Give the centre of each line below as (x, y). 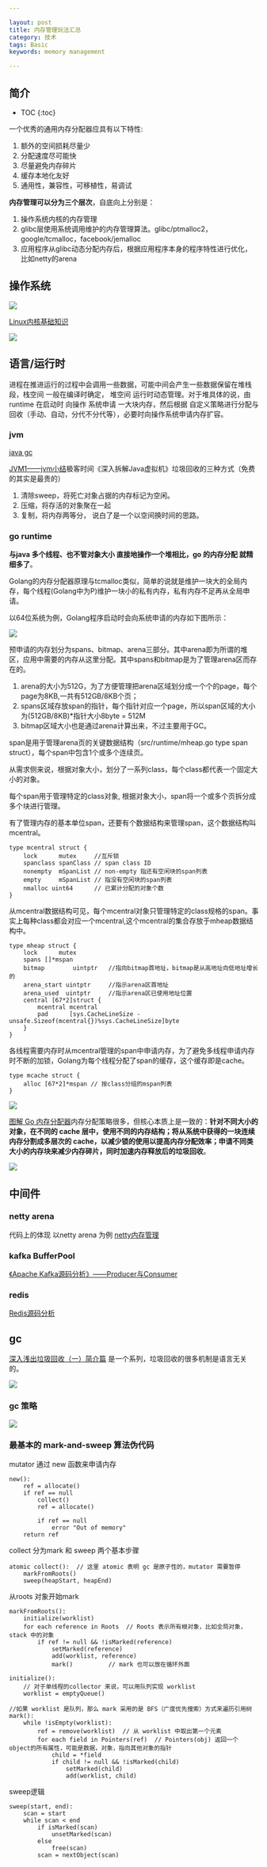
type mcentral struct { (48, 848)
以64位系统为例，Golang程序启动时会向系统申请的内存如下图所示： (119, 618)
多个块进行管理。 (37, 806)
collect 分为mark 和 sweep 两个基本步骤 (74, 1550)
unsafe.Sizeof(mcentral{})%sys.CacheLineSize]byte (94, 1021)
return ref (41, 1534)
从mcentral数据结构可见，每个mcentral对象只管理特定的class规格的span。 (130, 911)
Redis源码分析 (32, 1313)
